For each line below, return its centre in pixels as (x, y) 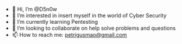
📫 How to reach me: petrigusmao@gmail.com (69, 35)
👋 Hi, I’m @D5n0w (34, 9)
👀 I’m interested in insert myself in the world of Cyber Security (89, 15)
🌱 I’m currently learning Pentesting (55, 22)
